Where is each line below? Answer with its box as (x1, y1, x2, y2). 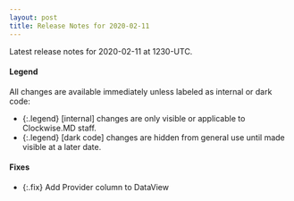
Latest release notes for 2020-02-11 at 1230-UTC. (9, 46, 193, 56)
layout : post (9, 13, 58, 22)
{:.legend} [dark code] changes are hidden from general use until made (21, 131, 285, 143)
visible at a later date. (21, 141, 102, 152)
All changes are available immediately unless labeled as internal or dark (9, 86, 273, 96)
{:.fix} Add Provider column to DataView (21, 181, 170, 192)
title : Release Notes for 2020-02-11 (9, 21, 150, 30)
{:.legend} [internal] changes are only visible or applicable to (21, 113, 246, 123)
